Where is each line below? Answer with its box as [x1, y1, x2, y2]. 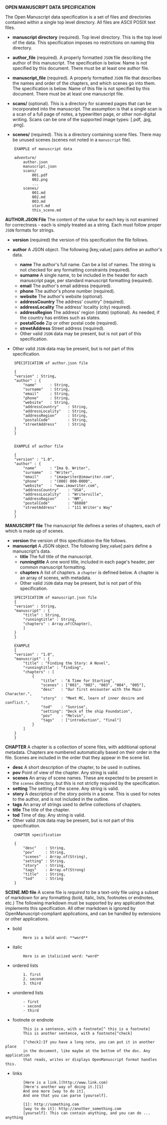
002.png [31, 177, 48, 182]
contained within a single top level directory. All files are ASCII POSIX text [5, 20, 156, 25]
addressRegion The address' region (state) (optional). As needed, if [19, 310, 160, 315]
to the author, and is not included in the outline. [12, 796, 110, 802]
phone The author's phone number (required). [19, 288, 116, 294]
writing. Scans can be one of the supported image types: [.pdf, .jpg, [12, 117, 152, 122]
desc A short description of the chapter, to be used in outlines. [12, 764, 142, 770]
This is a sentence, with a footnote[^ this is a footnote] [23, 1026, 151, 1031]
